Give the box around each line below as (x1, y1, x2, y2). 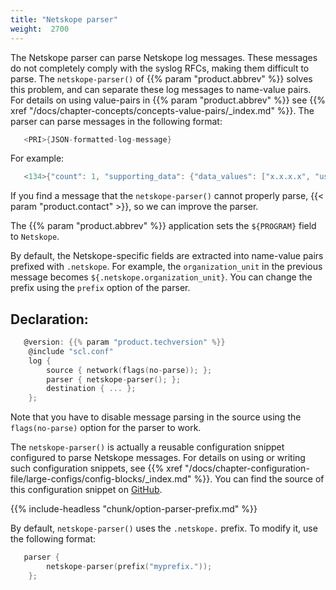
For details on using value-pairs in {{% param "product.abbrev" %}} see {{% (10, 94, 326, 106)
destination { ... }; (46, 384, 137, 394)
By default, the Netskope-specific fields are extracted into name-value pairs (10, 250, 324, 262)
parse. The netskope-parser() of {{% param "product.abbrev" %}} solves (10, 72, 313, 85)
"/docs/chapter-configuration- (184, 462, 310, 475)
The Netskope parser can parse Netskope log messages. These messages (10, 51, 318, 63)
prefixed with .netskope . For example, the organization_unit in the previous (10, 261, 323, 273)
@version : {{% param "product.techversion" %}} (23, 337, 226, 348)
